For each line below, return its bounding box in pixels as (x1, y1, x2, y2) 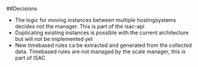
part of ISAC (14, 55, 46, 61)
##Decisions (6, 5, 38, 12)
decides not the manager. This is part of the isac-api (14, 23, 145, 30)
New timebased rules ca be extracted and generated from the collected (14, 42, 192, 49)
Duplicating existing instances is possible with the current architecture (14, 29, 189, 36)
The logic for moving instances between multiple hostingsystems (14, 17, 176, 23)
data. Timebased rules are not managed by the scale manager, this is (14, 48, 186, 55)
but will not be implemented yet (14, 36, 93, 42)
